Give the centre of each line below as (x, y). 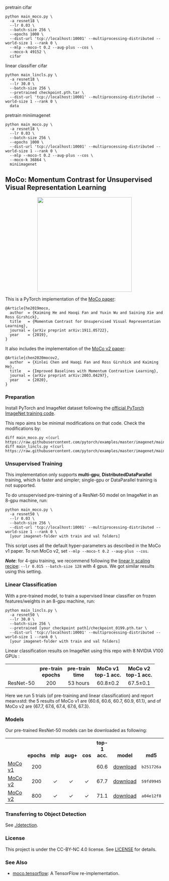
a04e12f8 (151, 796)
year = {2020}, (29, 380)
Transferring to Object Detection (46, 814)
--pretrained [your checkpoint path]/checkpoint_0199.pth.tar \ (78, 628)
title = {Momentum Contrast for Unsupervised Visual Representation (85, 321)
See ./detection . (22, 825)
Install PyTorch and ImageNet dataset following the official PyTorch (75, 408)
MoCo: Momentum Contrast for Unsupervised (79, 180)
